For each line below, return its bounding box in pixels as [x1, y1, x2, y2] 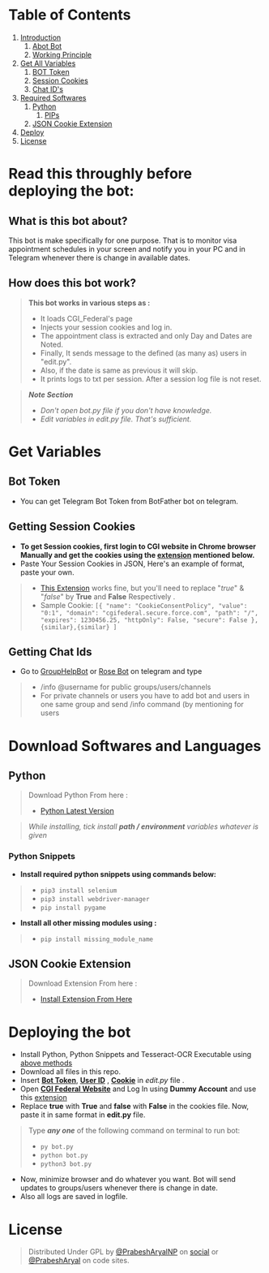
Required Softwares [19, 93, 87, 102]
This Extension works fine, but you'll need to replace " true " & [40, 583, 245, 593]
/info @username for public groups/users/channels [40, 682, 211, 692]
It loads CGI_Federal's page [40, 313, 134, 323]
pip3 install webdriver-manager [40, 895, 150, 903]
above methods [19, 1058, 73, 1068]
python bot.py [40, 1151, 88, 1160]
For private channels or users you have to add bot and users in [40, 691, 250, 701]
